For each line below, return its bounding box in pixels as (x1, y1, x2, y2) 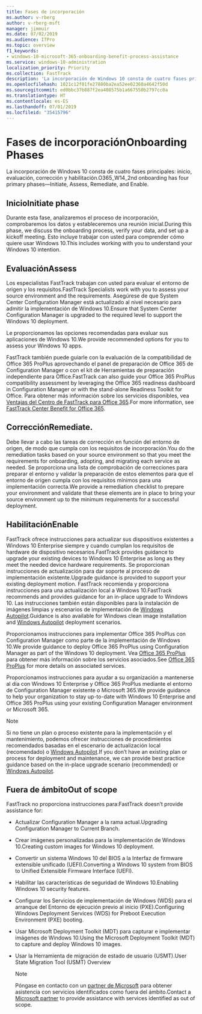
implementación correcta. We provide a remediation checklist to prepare (6, 483, 185, 490)
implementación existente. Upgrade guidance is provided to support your (6, 573, 186, 581)
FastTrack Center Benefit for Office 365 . (6, 405, 106, 412)
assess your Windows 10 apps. (6, 342, 83, 349)
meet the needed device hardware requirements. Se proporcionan (6, 561, 170, 568)
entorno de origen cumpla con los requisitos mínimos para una (6, 476, 161, 484)
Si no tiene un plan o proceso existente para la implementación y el (6, 728, 173, 736)
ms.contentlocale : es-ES (6, 98, 69, 104)
